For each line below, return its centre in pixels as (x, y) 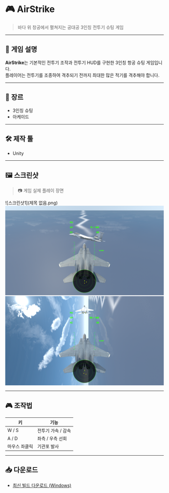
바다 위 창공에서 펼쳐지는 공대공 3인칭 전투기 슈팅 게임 (71, 27)
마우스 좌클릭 (20, 447)
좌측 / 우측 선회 (52, 438)
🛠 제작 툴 (19, 139)
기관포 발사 (48, 447)
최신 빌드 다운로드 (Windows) (42, 485)
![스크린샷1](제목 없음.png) (31, 203)
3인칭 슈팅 (23, 110)
